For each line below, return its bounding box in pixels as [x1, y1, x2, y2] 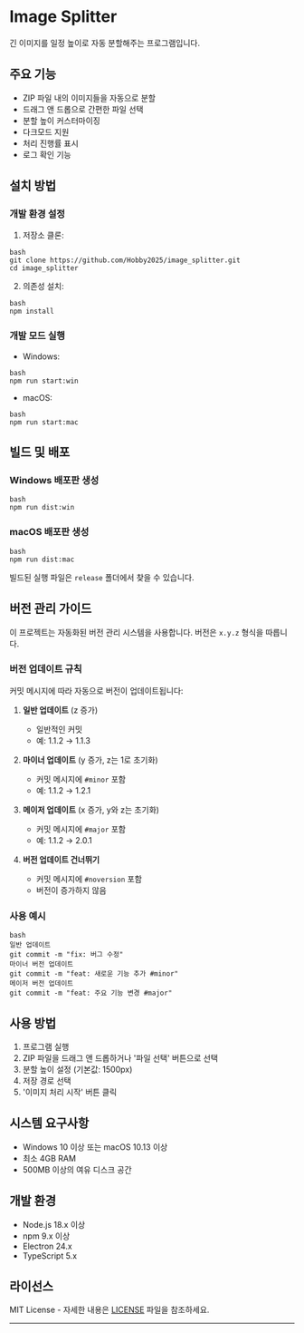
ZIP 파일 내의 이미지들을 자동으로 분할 [22, 92, 157, 103]
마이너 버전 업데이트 [9, 959, 74, 969]
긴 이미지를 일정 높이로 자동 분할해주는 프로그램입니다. [9, 37, 201, 48]
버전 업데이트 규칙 [9, 663, 83, 676]
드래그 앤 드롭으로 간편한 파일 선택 [22, 103, 144, 114]
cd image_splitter [9, 264, 79, 273]
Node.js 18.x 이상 [22, 1219, 86, 1230]
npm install [9, 306, 54, 316]
